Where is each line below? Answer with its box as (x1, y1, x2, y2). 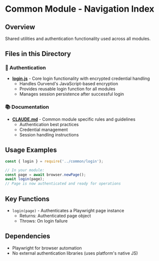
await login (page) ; (5, 177, 45, 182)
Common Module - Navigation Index (5, 3, 155, 15)
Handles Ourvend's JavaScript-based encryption (19, 80, 119, 86)
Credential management (19, 127, 68, 132)
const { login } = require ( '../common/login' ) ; (5, 159, 104, 164)
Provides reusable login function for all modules (19, 86, 116, 92)
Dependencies (5, 232, 50, 241)
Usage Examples (5, 146, 57, 154)
